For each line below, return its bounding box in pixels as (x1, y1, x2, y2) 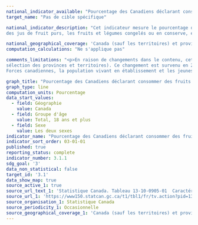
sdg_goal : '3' (6, 160, 41, 167)
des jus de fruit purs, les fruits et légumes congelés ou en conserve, (6, 30, 189, 36)
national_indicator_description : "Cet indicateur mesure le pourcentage (6, 25, 189, 31)
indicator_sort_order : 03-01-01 (6, 139, 85, 145)
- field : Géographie (11, 101, 62, 107)
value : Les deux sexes (16, 128, 72, 134)
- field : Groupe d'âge (11, 111, 67, 117)
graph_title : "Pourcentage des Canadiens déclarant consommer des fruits (6, 78, 192, 84)
